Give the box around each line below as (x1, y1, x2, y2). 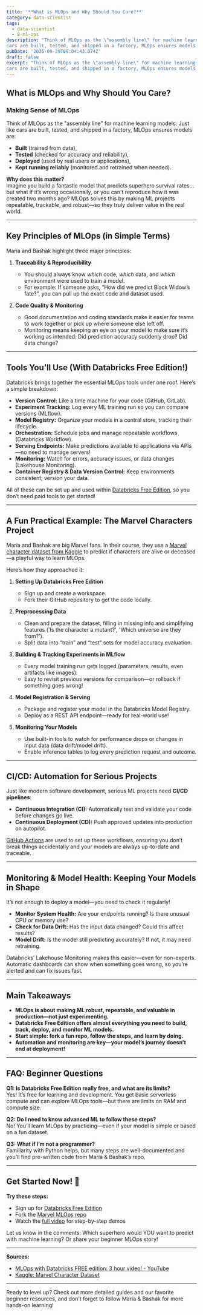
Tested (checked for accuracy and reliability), (14, 151, 129, 158)
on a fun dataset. (6, 1128, 49, 1135)
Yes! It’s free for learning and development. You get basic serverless (6, 1090, 176, 1098)
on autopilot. (14, 825, 47, 832)
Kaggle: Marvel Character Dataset (14, 1271, 100, 1278)
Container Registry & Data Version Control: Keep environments (14, 468, 175, 475)
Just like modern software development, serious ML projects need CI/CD (6, 787, 188, 795)
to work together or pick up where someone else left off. (24, 320, 165, 327)
